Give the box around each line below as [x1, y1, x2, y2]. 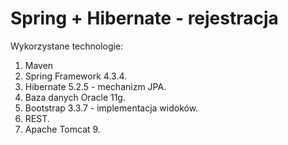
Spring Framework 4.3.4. [24, 70, 128, 82]
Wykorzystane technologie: [10, 40, 124, 52]
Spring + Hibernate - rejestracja [10, 7, 279, 30]
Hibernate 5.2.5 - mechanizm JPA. [24, 80, 167, 92]
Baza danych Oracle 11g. [24, 91, 126, 103]
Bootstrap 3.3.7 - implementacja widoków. [24, 102, 199, 114]
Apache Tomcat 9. [24, 123, 101, 135]
